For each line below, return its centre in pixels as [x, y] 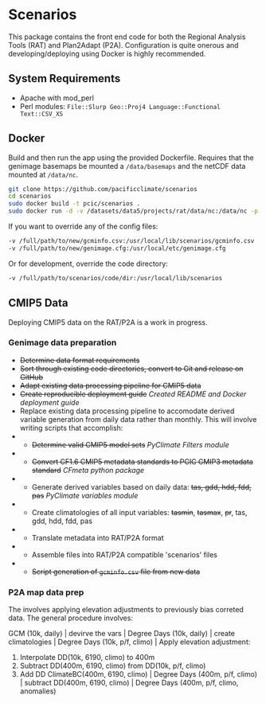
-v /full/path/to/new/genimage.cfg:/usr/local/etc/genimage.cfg [117, 248]
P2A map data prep [46, 592]
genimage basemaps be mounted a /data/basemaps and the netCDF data [127, 166]
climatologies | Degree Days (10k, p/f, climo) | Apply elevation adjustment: [129, 642]
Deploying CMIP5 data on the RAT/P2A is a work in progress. [108, 322]
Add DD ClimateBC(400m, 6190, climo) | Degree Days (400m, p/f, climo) [138, 674]
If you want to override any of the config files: [83, 227]
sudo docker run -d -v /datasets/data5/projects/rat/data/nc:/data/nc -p [133, 211]
